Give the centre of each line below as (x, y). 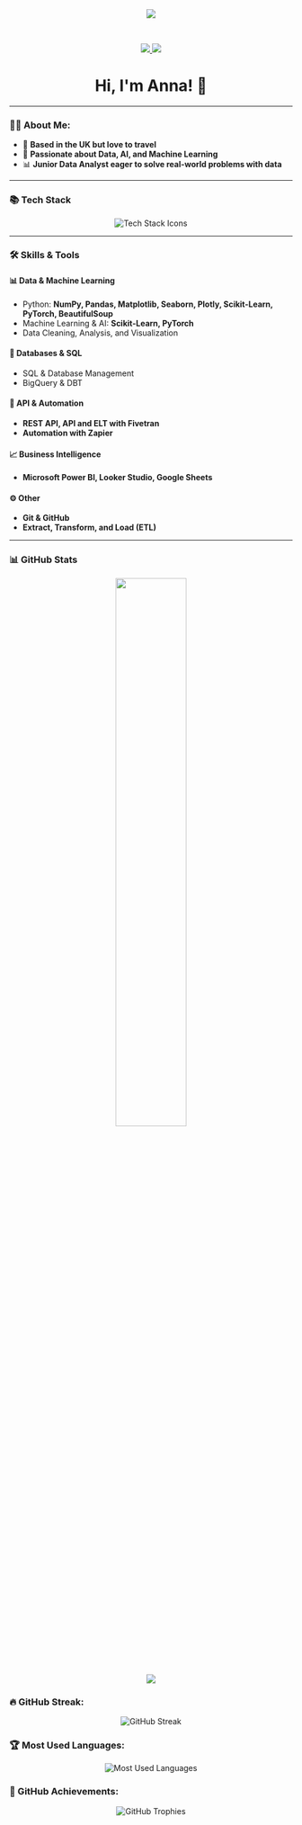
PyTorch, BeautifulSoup (68, 313)
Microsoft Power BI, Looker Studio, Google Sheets (117, 478)
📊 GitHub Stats (44, 559)
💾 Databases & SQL (46, 353)
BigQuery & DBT (52, 382)
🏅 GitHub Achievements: (64, 1792)
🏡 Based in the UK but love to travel (89, 145)
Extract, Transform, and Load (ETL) (89, 528)
